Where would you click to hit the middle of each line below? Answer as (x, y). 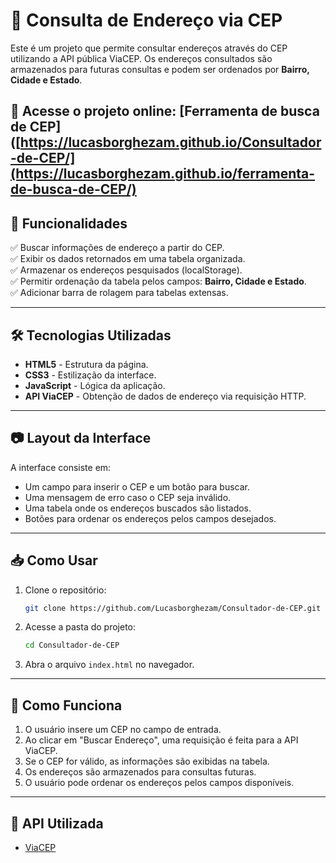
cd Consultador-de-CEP (72, 645)
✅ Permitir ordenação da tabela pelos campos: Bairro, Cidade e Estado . (158, 281)
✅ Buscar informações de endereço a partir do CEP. (117, 248)
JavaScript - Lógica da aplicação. (95, 385)
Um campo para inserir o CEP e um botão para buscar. (137, 486)
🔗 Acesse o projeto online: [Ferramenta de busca (165, 111)
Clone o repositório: (65, 590)
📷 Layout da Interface (81, 438)
